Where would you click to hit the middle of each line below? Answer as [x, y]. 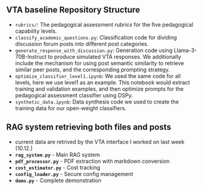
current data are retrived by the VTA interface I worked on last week [99, 142]
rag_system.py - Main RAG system [57, 154]
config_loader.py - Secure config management [74, 174]
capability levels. [36, 31]
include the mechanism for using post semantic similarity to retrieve [99, 63]
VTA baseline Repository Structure [73, 10]
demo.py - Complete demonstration [58, 180]
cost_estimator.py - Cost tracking [57, 167]
